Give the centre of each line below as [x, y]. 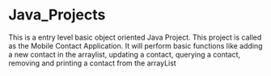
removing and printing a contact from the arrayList [92, 63]
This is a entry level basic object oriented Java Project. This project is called [135, 37]
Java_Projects [57, 15]
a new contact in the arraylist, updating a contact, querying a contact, [125, 54]
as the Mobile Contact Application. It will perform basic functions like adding [135, 45]
